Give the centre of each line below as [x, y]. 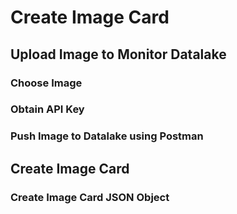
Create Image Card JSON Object [90, 197]
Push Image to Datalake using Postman [107, 136]
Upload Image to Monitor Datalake [118, 54]
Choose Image [46, 83]
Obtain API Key [47, 109]
